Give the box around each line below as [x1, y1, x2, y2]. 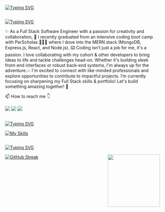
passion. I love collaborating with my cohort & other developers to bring [5, 52, 150, 58]
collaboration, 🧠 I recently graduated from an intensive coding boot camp [5, 34, 153, 40]
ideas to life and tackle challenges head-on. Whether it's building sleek [5, 57, 149, 63]
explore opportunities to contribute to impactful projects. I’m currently [5, 73, 146, 79]
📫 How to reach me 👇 [5, 94, 51, 100]
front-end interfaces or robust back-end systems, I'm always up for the [5, 62, 149, 69]
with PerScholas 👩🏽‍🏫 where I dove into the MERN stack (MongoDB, [5, 39, 141, 45]
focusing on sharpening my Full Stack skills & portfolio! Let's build [5, 78, 138, 84]
